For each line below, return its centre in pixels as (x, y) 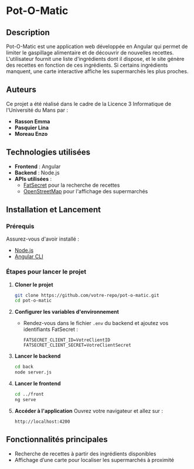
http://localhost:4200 (42, 422)
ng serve (25, 399)
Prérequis (20, 226)
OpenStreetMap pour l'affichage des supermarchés (86, 191)
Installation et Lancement (54, 210)
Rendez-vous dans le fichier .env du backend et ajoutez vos (96, 323)
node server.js (33, 372)
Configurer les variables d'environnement (67, 312)
